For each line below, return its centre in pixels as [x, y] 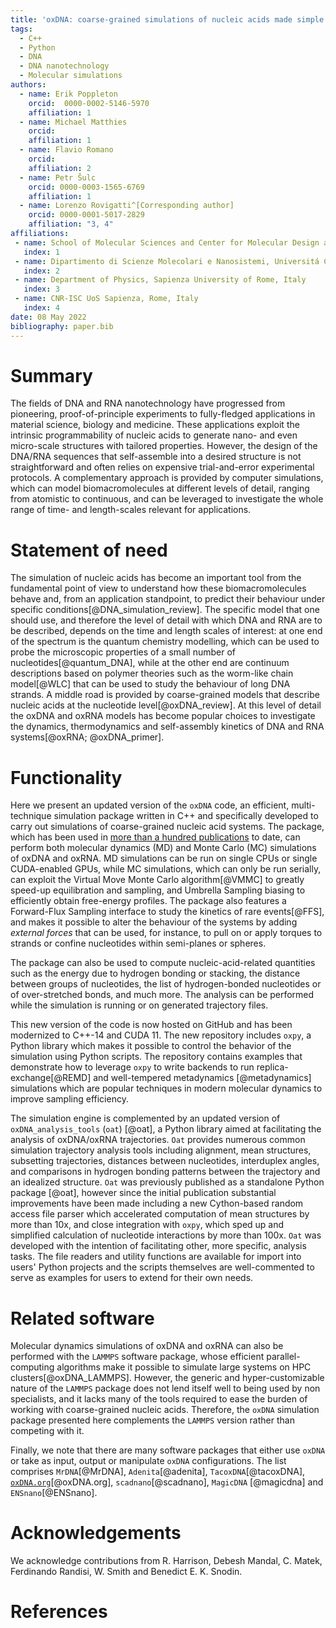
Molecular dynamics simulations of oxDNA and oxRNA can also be [147, 1346]
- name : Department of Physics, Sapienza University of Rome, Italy [160, 280]
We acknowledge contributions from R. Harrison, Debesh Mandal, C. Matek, [166, 1561]
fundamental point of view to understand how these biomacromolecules [158, 588]
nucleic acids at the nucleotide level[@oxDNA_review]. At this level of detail [166, 705]
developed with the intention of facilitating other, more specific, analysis [158, 1246]
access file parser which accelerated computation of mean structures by [160, 1214]
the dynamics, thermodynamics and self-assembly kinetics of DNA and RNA [167, 727]
